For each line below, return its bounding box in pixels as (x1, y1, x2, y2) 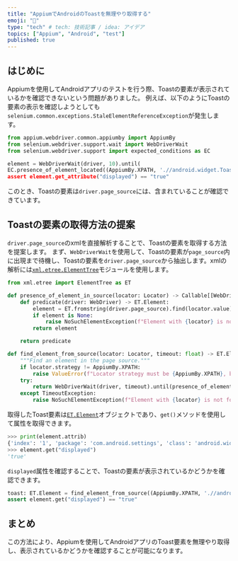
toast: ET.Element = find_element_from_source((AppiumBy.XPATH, (7, 490, 201, 497)
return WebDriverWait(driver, (33, 383, 122, 391)
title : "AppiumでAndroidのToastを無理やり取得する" (7, 10, 152, 18)
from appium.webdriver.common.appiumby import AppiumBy (7, 134, 176, 141)
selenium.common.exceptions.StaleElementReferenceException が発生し (7, 111, 214, 120)
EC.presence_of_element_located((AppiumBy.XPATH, (7, 167, 157, 174)
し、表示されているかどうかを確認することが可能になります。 (7, 546, 187, 555)
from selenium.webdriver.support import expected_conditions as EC (7, 147, 211, 154)
